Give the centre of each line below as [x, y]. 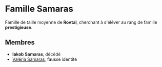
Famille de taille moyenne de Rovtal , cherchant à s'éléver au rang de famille [81, 22]
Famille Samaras [39, 9]
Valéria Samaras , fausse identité [44, 59]
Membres [20, 43]
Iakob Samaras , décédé [36, 54]
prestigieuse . [19, 27]
